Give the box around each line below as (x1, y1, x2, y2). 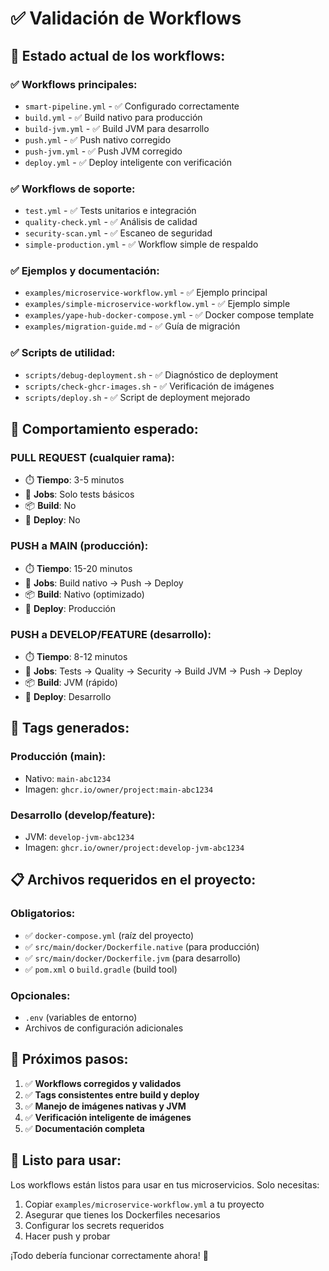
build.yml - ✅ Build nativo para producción (24, 111, 203, 123)
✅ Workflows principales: (10, 77, 138, 91)
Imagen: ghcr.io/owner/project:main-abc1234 (24, 783, 214, 795)
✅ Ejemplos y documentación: (10, 264, 160, 278)
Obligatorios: (10, 907, 76, 921)
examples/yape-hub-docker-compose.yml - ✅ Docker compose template (24, 309, 315, 321)
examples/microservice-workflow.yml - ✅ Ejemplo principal (24, 287, 268, 299)
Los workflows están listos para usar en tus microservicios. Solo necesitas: (10, 1178, 320, 1191)
